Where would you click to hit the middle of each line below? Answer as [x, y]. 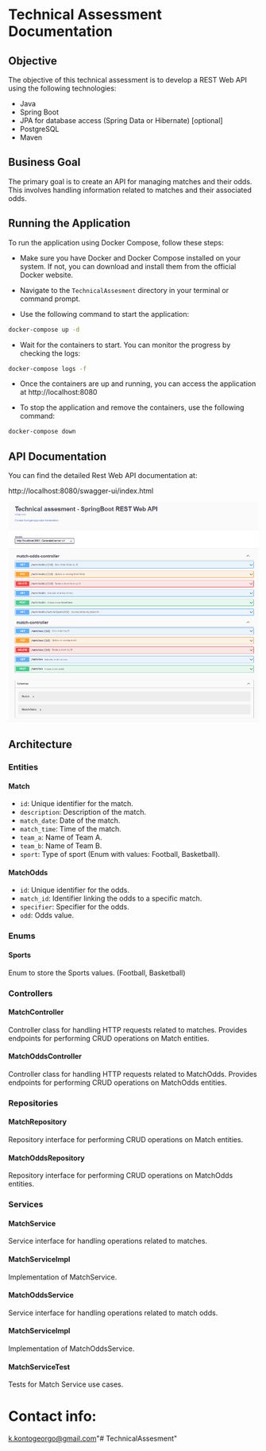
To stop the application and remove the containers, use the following [132, 407]
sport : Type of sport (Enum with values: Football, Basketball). [120, 855]
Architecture [40, 745]
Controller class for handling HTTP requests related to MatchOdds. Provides [133, 1074]
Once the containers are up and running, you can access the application [138, 384]
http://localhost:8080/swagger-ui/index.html [81, 491]
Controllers [31, 993]
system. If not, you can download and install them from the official [128, 266]
